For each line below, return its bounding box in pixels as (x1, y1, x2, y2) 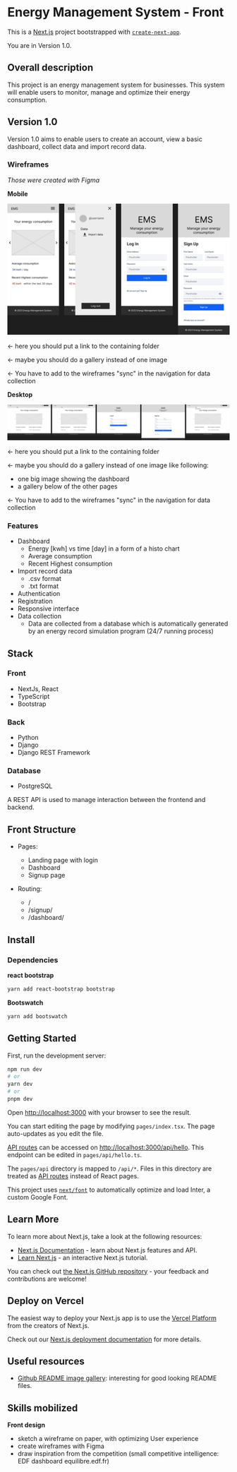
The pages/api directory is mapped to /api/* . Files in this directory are (7, 1164, 212, 1173)
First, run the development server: (7, 1051, 107, 1060)
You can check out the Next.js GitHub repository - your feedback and (7, 1267, 209, 1275)
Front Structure (7, 823, 76, 835)
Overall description (7, 61, 94, 74)
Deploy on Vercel (7, 1295, 85, 1307)
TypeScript (17, 692, 50, 700)
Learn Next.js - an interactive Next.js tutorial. (17, 1253, 148, 1262)
